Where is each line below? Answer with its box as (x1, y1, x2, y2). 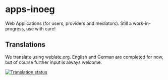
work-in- (133, 20, 151, 26)
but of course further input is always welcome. (5, 59, 102, 65)
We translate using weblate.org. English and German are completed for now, (5, 54, 163, 60)
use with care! (26, 25, 56, 31)
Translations (5, 41, 46, 49)
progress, (5, 25, 25, 31)
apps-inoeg (5, 4, 55, 15)
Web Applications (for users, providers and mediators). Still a (5, 20, 132, 26)
